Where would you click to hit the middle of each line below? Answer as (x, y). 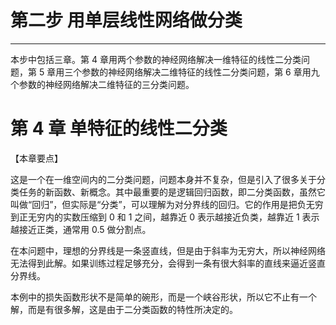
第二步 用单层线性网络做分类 (126, 20)
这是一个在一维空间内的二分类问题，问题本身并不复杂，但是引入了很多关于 (163, 179)
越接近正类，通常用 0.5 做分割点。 (81, 229)
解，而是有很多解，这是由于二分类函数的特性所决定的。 (124, 309)
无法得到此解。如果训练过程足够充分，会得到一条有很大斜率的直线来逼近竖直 (168, 263)
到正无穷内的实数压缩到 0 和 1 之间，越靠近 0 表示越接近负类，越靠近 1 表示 (165, 217)
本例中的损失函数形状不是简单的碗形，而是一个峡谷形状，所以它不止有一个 (163, 297)
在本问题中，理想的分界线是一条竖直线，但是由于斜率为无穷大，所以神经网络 (168, 250)
